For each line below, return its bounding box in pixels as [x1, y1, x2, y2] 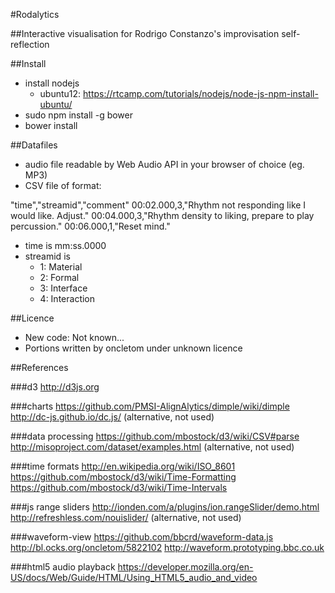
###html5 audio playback [10, 561, 116, 573]
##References [10, 362, 69, 373]
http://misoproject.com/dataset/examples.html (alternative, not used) [10, 441, 295, 453]
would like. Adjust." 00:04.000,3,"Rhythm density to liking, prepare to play [10, 210, 315, 221]
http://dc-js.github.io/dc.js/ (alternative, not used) [10, 411, 215, 423]
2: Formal [39, 272, 80, 283]
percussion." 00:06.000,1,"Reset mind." [10, 220, 171, 232]
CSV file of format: [24, 180, 102, 191]
